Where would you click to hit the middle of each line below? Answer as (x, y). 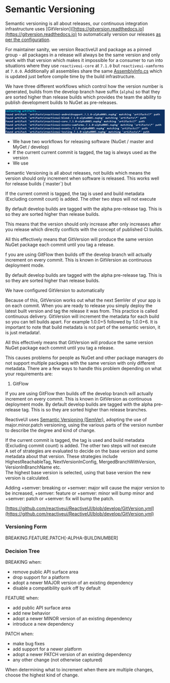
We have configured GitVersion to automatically (55, 290)
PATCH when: (19, 634)
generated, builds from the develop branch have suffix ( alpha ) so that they (83, 91)
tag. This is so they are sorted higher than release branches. (85, 409)
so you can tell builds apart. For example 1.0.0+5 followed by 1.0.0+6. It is (81, 321)
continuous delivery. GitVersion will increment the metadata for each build (82, 316)
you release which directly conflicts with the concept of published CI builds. (84, 229)
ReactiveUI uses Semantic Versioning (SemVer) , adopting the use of (76, 419)
